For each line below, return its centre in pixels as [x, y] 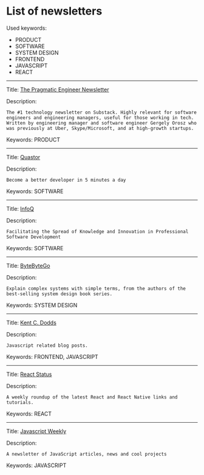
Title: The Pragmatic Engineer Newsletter [58, 89]
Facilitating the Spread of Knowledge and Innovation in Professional [97, 231]
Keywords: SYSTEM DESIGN [42, 305]
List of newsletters [54, 11]
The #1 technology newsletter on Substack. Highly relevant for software [102, 112]
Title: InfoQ [20, 208]
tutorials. [20, 402]
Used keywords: [27, 28]
